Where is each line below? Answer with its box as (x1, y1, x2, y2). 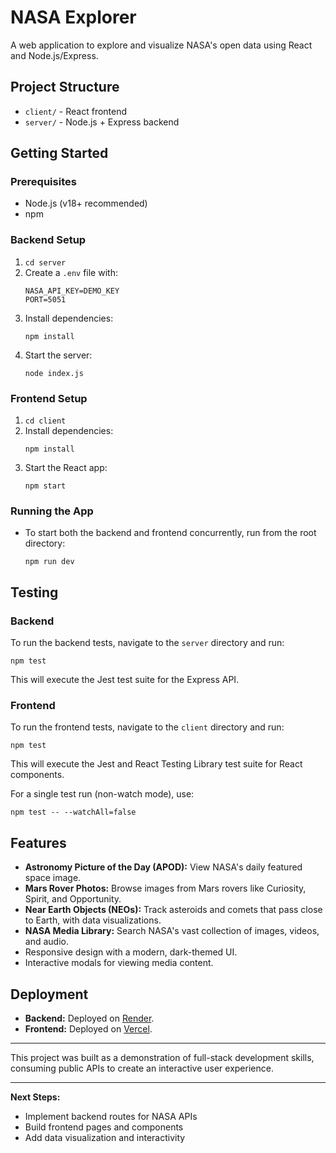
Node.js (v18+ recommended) (24, 197, 148, 210)
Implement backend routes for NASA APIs (24, 1110, 198, 1122)
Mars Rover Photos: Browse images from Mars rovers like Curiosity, (24, 882, 307, 895)
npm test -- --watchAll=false (10, 807, 137, 818)
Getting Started (10, 145, 109, 162)
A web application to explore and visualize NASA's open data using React (10, 39, 313, 51)
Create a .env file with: (24, 266, 118, 278)
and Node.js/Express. (10, 49, 99, 61)
